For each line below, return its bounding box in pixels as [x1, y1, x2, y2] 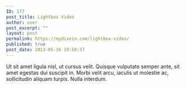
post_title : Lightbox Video [6, 14, 75, 20]
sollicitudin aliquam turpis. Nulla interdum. [6, 75, 107, 82]
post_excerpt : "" [6, 25, 49, 31]
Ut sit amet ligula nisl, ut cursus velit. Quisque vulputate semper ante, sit [6, 63, 180, 70]
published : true [6, 42, 46, 48]
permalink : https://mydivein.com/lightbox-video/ [6, 36, 130, 42]
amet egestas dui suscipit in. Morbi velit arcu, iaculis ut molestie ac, [6, 69, 169, 76]
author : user [6, 19, 38, 25]
